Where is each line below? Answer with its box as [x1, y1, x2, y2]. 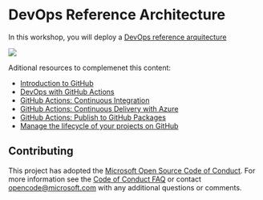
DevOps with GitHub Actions [19, 87, 115, 96]
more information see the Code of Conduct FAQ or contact [8, 174, 202, 184]
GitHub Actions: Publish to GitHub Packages [19, 112, 167, 122]
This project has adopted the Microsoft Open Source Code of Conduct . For [8, 165, 256, 175]
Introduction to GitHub [19, 78, 94, 88]
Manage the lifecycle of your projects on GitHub [19, 120, 179, 130]
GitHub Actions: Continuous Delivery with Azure [19, 104, 179, 113]
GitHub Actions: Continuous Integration [19, 95, 150, 105]
